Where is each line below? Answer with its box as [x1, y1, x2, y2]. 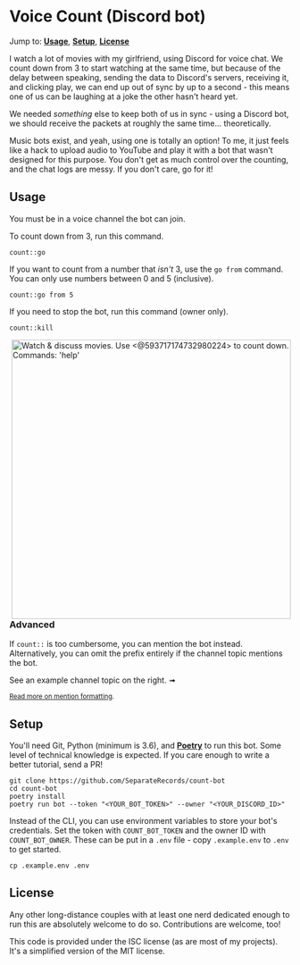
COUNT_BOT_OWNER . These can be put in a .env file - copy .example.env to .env [9, 834, 289, 845]
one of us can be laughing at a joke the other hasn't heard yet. [9, 91, 238, 102]
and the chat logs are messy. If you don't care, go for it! [9, 164, 213, 174]
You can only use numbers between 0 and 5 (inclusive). [9, 273, 214, 283]
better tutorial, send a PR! [9, 759, 103, 769]
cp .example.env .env [9, 860, 90, 870]
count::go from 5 [9, 290, 74, 299]
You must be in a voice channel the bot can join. [9, 213, 186, 224]
